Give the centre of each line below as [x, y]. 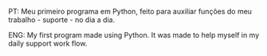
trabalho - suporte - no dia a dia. [62, 20]
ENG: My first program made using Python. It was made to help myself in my [134, 35]
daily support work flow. [48, 43]
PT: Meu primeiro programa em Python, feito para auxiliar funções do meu [130, 11]
